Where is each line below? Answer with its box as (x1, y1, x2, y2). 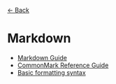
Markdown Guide (17, 53, 68, 62)
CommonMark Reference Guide (17, 61, 109, 69)
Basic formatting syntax (17, 68, 86, 76)
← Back (7, 6, 29, 14)
